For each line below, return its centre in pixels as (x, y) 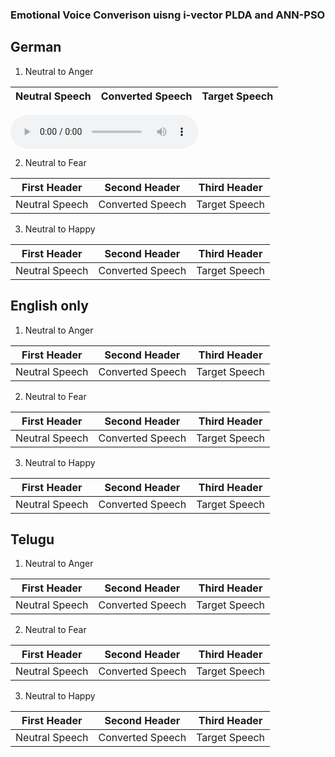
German (36, 47)
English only (49, 306)
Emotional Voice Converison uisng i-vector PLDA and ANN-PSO (168, 15)
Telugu (32, 539)
